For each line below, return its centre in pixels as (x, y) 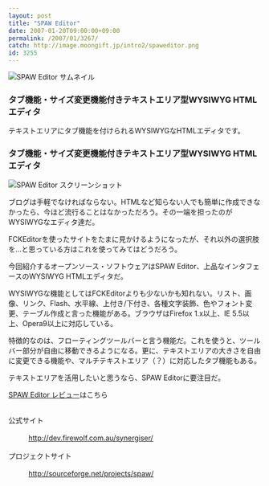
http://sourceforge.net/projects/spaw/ (91, 473)
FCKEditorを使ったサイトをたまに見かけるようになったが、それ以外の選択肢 (134, 239)
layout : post (30, 16)
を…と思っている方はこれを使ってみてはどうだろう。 (95, 249)
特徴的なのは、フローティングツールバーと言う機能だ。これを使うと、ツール (134, 340)
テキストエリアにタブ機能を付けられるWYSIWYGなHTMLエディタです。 (126, 131)
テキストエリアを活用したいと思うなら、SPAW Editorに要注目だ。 (117, 378)
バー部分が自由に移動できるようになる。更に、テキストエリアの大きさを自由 (134, 350)
